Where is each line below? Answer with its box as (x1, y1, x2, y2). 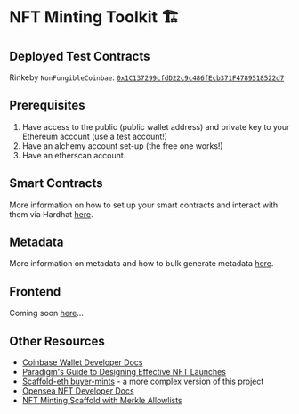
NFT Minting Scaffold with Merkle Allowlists (21, 395, 182, 406)
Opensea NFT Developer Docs (21, 386, 135, 396)
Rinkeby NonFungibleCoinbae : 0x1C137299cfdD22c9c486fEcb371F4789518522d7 (9, 72, 285, 83)
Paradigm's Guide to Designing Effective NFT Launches (21, 367, 227, 377)
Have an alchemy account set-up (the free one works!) (21, 140, 224, 151)
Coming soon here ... (9, 308, 85, 319)
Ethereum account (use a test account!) (21, 131, 167, 142)
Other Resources (9, 333, 105, 348)
